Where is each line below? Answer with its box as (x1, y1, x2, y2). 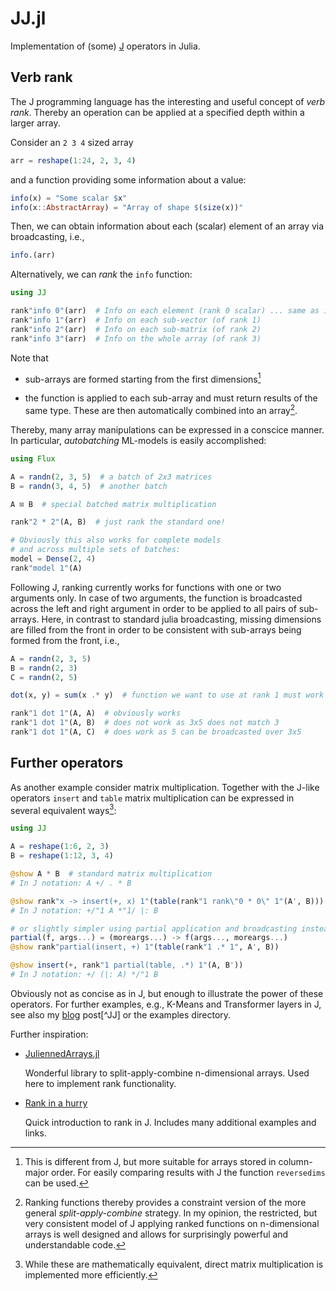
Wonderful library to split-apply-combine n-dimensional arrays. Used (24, 1067, 310, 1079)
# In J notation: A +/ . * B (10, 878, 132, 888)
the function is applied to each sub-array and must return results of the (24, 392, 318, 404)
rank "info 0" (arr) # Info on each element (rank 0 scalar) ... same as (10, 306, 320, 316)
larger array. (10, 117, 61, 129)
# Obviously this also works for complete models (10, 535, 222, 546)
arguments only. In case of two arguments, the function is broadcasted (10, 592, 303, 604)
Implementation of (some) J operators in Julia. (10, 40, 201, 52)
